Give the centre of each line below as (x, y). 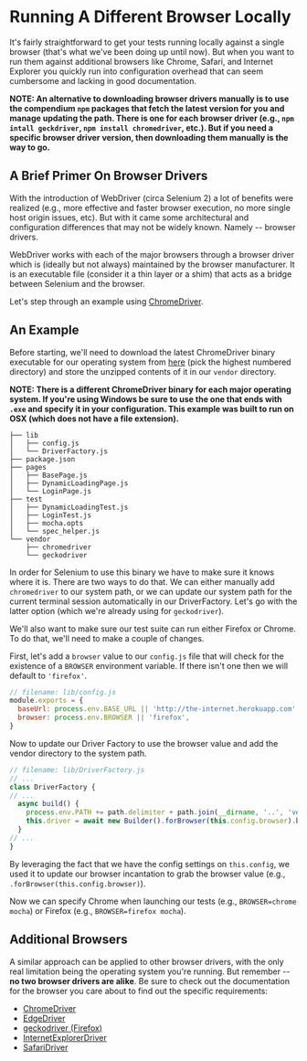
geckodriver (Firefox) (63, 1028)
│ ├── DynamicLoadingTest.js (69, 507)
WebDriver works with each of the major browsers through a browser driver (152, 254)
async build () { (48, 804)
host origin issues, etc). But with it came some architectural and (129, 218)
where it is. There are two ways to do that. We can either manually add (143, 581)
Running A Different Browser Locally (150, 17)
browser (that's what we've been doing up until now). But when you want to (152, 51)
